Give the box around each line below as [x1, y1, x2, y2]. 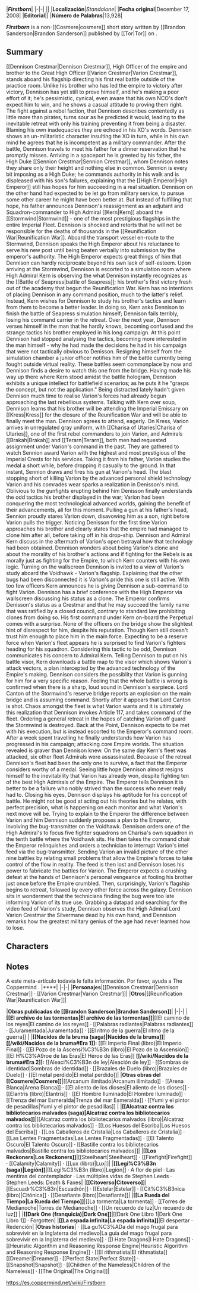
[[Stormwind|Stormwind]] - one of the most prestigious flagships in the [6, 215, 180, 222]
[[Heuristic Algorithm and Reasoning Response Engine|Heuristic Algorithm [6, 1243, 188, 1250]
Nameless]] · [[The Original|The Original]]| [6, 1268, 110, 1275]
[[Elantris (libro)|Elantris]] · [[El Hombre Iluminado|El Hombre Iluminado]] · [6, 1091, 186, 1098]
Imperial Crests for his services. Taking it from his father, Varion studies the [6, 455, 191, 462]
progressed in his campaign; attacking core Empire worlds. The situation [6, 740, 184, 747]
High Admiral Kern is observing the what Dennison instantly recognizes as [6, 272, 188, 279]
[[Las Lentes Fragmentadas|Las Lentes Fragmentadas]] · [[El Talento [6, 1135, 174, 1142]
